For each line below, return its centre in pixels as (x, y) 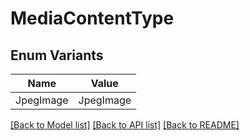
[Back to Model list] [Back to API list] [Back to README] (125, 125)
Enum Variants (57, 55)
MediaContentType (92, 18)
